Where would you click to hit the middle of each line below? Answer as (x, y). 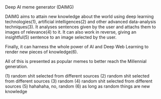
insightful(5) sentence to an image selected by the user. (61, 37)
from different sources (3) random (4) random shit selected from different (79, 81)
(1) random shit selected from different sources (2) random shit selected (77, 76)
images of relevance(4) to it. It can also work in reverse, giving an (71, 32)
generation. (17, 66)
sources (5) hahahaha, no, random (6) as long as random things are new (78, 86)
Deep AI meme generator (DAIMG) (39, 7)
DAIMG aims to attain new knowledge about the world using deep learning (80, 16)
